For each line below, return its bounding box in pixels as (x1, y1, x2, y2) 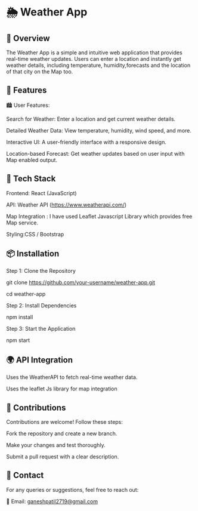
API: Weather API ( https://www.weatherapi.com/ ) (6, 201, 127, 208)
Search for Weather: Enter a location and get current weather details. (6, 115, 176, 122)
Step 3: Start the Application (6, 325, 76, 333)
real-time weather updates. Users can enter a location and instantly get (6, 56, 182, 62)
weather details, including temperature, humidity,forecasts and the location (6, 61, 191, 69)
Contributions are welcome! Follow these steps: (6, 418, 123, 426)
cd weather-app (6, 291, 46, 298)
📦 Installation (6, 249, 60, 259)
